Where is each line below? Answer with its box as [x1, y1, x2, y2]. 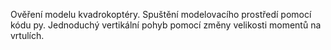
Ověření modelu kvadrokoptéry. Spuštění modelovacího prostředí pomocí [10, 9, 312, 20]
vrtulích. [10, 30, 45, 41]
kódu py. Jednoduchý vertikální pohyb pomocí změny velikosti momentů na [10, 19, 322, 31]
